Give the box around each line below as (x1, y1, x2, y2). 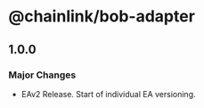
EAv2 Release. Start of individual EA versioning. (20, 88, 197, 99)
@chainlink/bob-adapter (8, 6, 195, 27)
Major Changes (8, 69, 77, 81)
